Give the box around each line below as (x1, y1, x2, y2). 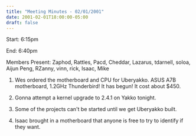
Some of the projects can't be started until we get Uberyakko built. (14, 106, 177, 113)
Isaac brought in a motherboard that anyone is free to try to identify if (14, 117, 184, 124)
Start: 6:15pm (6, 36, 39, 43)
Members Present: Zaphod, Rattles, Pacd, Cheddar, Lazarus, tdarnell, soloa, (6, 59, 191, 66)
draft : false (6, 20, 38, 25)
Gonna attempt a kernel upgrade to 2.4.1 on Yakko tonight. (14, 94, 156, 101)
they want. (14, 124, 41, 131)
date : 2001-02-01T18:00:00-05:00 (6, 14, 89, 20)
